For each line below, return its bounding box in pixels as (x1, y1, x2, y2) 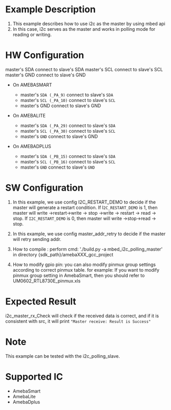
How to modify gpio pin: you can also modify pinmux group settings (12, 261, 156, 268)
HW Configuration (5, 50, 84, 61)
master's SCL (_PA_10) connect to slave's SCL (20, 97, 116, 103)
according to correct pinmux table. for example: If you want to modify (12, 266, 160, 273)
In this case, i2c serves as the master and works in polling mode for (12, 26, 156, 32)
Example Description (5, 4, 96, 15)
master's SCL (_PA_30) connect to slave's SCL (20, 128, 116, 134)
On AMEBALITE (12, 112, 46, 118)
